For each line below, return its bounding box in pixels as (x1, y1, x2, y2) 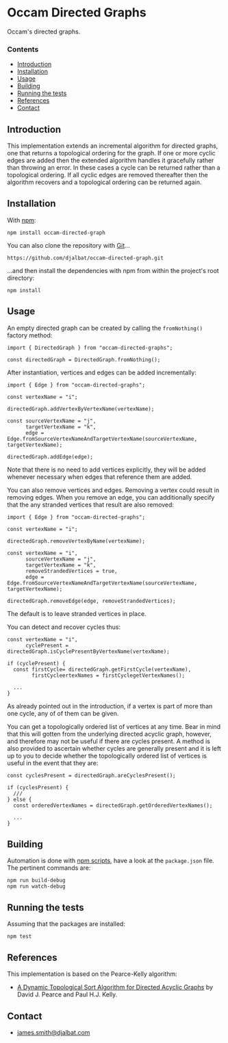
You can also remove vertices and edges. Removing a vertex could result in (7, 486, 220, 494)
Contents (7, 44, 39, 54)
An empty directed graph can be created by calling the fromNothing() (7, 324, 203, 332)
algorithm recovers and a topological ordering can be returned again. (7, 178, 202, 186)
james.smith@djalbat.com (16, 1028, 90, 1036)
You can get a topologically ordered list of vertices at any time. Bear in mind (7, 722, 221, 730)
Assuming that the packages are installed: (7, 920, 125, 928)
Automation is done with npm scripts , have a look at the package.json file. (7, 857, 214, 865)
